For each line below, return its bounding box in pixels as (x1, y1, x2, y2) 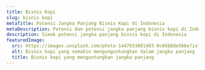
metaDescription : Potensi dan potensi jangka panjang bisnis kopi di (6, 26, 187, 32)
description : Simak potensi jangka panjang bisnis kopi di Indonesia (6, 32, 187, 38)
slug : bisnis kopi (6, 15, 53, 21)
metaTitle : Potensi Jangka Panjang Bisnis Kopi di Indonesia (6, 20, 165, 26)
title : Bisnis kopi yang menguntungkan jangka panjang (12, 54, 154, 60)
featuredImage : (6, 37, 45, 43)
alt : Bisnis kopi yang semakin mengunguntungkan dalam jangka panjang (12, 49, 195, 55)
